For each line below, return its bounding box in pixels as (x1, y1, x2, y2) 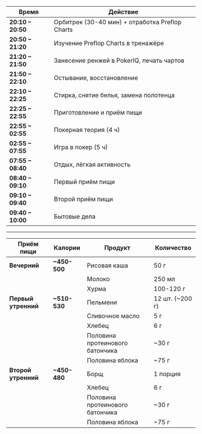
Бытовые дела (54, 212, 96, 221)
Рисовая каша (87, 262, 128, 269)
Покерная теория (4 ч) (54, 126, 120, 134)
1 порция (153, 370, 181, 378)
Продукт (104, 244, 130, 252)
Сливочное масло (87, 312, 140, 320)
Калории (54, 244, 81, 252)
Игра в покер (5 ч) (54, 143, 108, 151)
